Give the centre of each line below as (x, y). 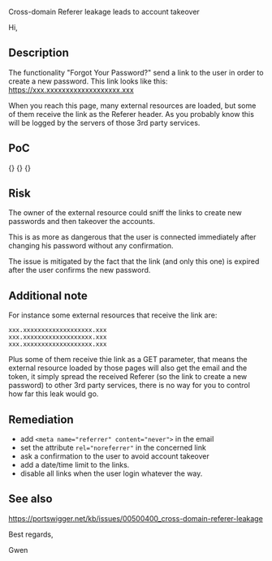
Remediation (41, 419)
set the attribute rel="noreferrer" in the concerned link (113, 448)
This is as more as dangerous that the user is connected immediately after (132, 237)
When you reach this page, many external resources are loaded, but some (132, 106)
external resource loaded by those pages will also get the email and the (128, 368)
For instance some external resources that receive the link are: (113, 315)
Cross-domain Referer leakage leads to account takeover (104, 12)
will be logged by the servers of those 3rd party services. (104, 123)
